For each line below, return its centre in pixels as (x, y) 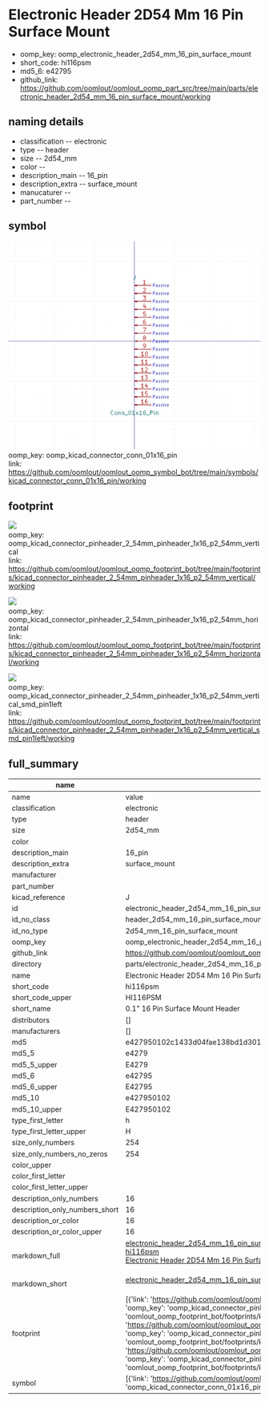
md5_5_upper (34, 1064)
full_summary (44, 764)
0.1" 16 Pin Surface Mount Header (183, 1009)
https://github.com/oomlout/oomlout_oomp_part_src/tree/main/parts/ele (139, 88)
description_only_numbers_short (65, 1210)
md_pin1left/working (41, 739)
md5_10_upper (37, 1109)
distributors (31, 1019)
